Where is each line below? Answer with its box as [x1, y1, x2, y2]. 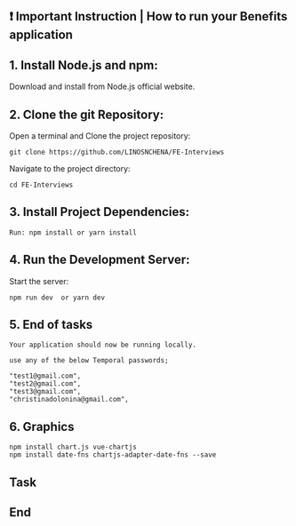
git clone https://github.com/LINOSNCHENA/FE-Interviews [9, 147, 225, 157]
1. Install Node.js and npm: [9, 58, 158, 73]
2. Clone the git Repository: [9, 107, 164, 122]
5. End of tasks [9, 317, 93, 332]
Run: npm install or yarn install [9, 227, 138, 237]
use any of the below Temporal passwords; [9, 356, 169, 365]
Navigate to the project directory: [9, 163, 131, 174]
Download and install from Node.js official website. [9, 81, 196, 92]
